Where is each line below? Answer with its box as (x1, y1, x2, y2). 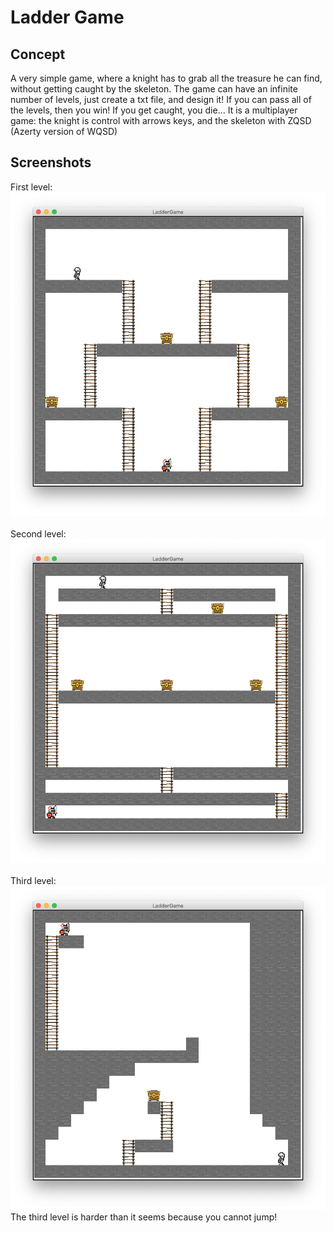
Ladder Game (10, 6, 125, 29)
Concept (10, 46, 66, 63)
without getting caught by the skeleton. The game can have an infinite (10, 83, 298, 95)
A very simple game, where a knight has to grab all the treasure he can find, (10, 72, 323, 84)
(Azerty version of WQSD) (10, 126, 118, 137)
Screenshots (10, 154, 92, 171)
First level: (10, 181, 53, 193)
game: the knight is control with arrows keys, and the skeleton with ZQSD (10, 115, 312, 126)
